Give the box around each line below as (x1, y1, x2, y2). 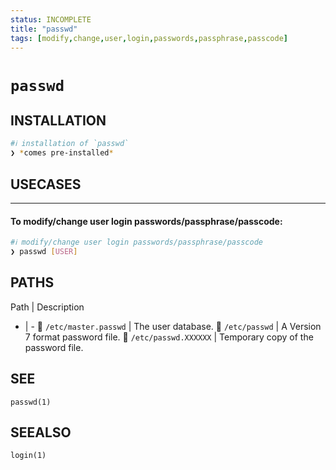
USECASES (10, 176, 82, 193)
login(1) (10, 451, 47, 461)
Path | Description (10, 301, 85, 313)
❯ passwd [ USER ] (10, 247, 78, 257)
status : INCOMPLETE (10, 14, 92, 25)
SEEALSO (10, 424, 72, 441)
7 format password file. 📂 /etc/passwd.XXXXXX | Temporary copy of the (24, 331, 314, 343)
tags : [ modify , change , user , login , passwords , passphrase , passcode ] (10, 33, 289, 43)
